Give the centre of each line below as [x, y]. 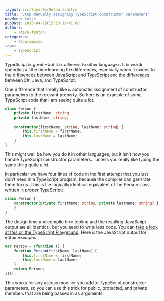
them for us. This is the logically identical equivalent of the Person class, [78, 185]
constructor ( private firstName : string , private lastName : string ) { [86, 203]
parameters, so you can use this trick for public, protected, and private [76, 288]
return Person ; [29, 269]
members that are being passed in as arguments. [55, 293]
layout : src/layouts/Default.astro [41, 10]
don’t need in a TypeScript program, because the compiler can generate [78, 179]
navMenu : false [21, 19]
